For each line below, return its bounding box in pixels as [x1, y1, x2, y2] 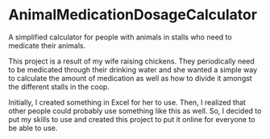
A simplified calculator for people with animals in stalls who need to [8, 32, 232, 42]
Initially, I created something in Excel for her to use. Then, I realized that [8, 97, 246, 107]
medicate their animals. [8, 40, 86, 50]
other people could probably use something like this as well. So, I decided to [8, 106, 262, 116]
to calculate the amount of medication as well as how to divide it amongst [8, 73, 252, 83]
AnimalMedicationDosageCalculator [8, 6, 258, 24]
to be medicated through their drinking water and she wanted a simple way [8, 64, 258, 74]
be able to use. [8, 123, 58, 133]
